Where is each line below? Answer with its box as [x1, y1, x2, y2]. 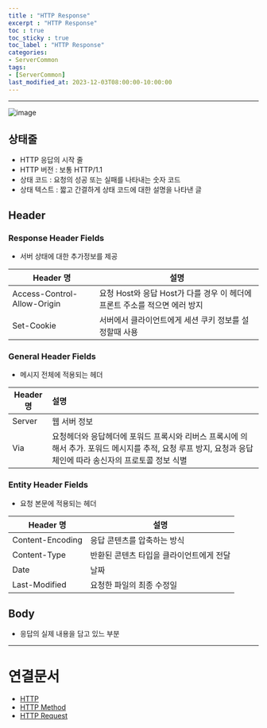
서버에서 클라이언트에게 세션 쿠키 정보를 [99, 315, 240, 325]
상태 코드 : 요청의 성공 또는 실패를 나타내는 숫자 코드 [19, 175, 181, 185]
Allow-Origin [12, 298, 61, 309]
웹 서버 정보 [52, 416, 94, 427]
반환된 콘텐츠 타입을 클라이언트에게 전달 [90, 550, 231, 561]
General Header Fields [8, 351, 97, 362]
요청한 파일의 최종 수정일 [90, 579, 177, 590]
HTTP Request [19, 711, 68, 721]
